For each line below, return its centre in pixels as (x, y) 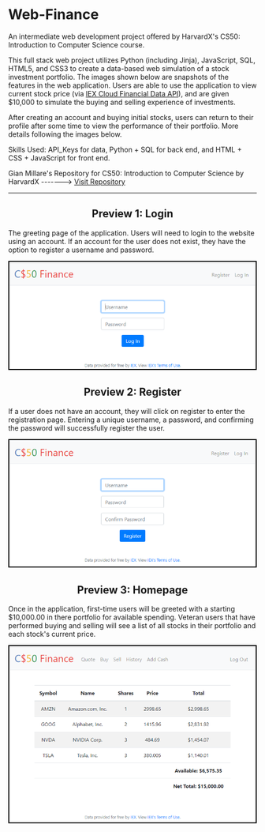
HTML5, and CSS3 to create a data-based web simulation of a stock (119, 68)
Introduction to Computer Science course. (77, 44)
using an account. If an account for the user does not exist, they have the (127, 241)
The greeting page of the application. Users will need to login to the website (131, 233)
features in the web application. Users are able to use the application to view (132, 85)
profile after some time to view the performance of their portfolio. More (123, 126)
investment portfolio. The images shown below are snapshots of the (119, 77)
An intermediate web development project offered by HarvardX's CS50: (124, 36)
